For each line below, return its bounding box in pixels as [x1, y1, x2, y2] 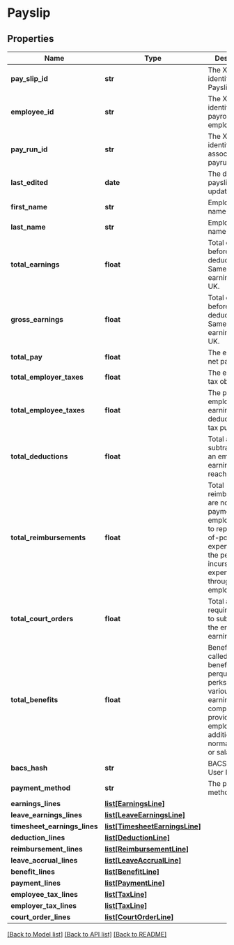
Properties [7, 33, 54, 45]
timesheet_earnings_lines [10, 821, 99, 831]
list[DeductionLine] [104, 833, 171, 842]
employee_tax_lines [10, 890, 78, 899]
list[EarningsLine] [104, 799, 165, 808]
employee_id [10, 107, 54, 117]
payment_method [10, 783, 71, 793]
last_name [10, 222, 46, 232]
